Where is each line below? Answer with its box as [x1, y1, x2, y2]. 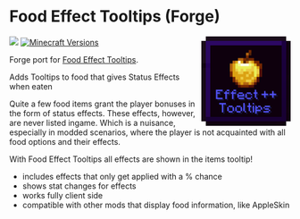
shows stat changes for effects [21, 181, 137, 191]
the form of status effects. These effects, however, [9, 107, 196, 118]
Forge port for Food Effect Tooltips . [9, 54, 139, 64]
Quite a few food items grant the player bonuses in [9, 98, 196, 109]
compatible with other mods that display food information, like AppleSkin [21, 199, 290, 210]
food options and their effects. [9, 136, 121, 147]
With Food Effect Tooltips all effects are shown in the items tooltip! [9, 154, 253, 164]
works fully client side [21, 190, 104, 200]
